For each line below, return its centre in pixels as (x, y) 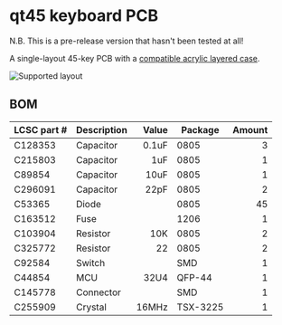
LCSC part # (41, 129)
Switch (90, 263)
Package (200, 129)
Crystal (91, 307)
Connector (99, 292)
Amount (250, 129)
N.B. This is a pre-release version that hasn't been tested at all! (127, 41)
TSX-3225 (200, 307)
